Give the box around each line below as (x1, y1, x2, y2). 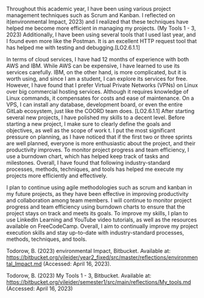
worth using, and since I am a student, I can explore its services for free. (6, 75, 188, 82)
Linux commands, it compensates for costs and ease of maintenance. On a (6, 94, 194, 102)
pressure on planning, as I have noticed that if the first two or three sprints (6, 133, 193, 140)
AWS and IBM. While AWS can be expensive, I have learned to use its (6, 62, 180, 69)
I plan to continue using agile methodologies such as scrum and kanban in (6, 184, 192, 191)
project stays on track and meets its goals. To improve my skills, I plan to (6, 210, 189, 217)
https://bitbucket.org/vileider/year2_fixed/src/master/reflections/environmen (6, 254, 198, 261)
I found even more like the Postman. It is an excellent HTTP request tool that (6, 38, 197, 44)
